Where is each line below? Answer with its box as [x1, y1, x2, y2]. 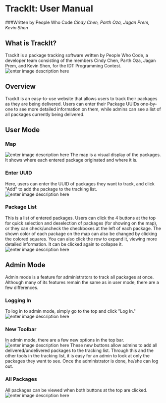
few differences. [5, 285, 39, 290]
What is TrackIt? [5, 39, 57, 48]
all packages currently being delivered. [5, 111, 85, 117]
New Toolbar [5, 326, 37, 333]
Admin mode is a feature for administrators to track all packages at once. [5, 274, 154, 280]
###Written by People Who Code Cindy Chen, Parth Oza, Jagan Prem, [5, 19, 150, 25]
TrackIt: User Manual [5, 3, 93, 14]
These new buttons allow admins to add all [70, 343, 158, 348]
